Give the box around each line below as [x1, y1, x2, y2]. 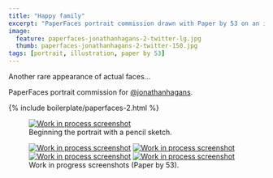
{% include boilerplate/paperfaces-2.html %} [8, 103, 160, 112]
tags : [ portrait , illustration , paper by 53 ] [8, 49, 165, 57]
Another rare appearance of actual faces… [8, 72, 151, 81]
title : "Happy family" [8, 11, 85, 20]
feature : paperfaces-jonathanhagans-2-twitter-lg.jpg [15, 34, 201, 43]
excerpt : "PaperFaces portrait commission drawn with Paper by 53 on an [8, 19, 260, 28]
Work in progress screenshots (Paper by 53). [28, 160, 180, 170]
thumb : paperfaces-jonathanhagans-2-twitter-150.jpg [15, 42, 198, 50]
